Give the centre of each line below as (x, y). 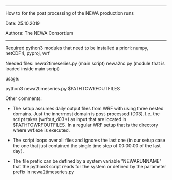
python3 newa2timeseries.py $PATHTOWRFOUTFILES (63, 88)
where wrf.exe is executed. (41, 130)
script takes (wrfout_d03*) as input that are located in (70, 119)
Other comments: (24, 98)
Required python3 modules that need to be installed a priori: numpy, (77, 48)
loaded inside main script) (33, 69)
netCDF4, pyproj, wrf (27, 53)
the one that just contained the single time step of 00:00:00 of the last (87, 146)
